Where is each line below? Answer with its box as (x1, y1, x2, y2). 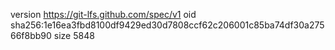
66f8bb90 (10, 30, 52, 41)
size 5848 (53, 30, 95, 41)
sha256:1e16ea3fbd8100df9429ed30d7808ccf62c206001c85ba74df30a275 (10, 19, 325, 31)
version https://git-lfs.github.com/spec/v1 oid (10, 9, 197, 20)
